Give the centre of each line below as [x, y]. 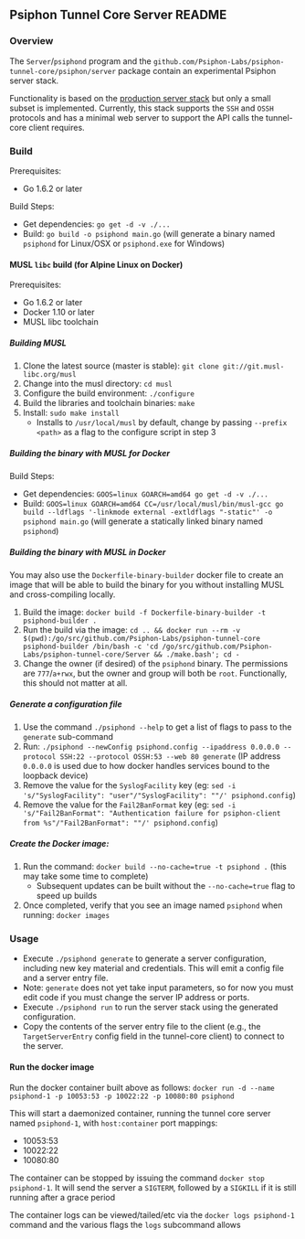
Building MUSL [38, 343]
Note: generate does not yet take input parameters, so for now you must [158, 988]
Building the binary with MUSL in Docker [88, 551]
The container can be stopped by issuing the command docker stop [137, 1178]
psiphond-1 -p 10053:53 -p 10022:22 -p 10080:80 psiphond [122, 1096]
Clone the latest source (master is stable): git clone [121, 366]
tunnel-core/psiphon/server [63, 71]
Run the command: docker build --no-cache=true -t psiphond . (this [155, 867]
